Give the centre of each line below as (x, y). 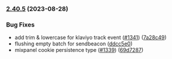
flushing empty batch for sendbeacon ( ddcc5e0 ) (74, 44)
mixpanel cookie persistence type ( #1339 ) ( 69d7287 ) (79, 50)
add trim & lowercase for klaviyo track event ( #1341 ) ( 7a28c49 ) (90, 38)
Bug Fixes (21, 24)
